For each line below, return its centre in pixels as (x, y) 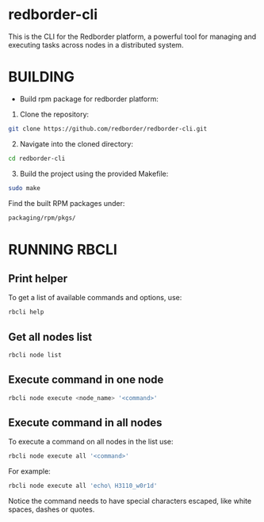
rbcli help (26, 312)
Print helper (38, 278)
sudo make (25, 188)
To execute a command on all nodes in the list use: (91, 442)
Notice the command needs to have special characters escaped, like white (130, 501)
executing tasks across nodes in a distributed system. (96, 44)
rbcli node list (35, 355)
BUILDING (42, 77)
